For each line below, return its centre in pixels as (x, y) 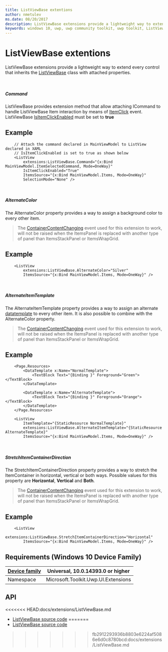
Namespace (22, 580)
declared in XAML (23, 148)
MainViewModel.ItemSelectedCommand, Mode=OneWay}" (59, 166)
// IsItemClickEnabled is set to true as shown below (71, 153)
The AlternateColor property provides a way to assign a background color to (84, 213)
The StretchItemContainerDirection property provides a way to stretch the (81, 470)
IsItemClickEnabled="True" (51, 171)
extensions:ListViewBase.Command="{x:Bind (68, 162)
